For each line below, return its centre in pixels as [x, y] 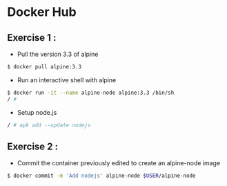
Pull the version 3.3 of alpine [58, 54]
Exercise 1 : [32, 38]
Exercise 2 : [33, 146]
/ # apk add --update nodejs [49, 125]
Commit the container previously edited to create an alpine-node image [119, 163]
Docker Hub [42, 12]
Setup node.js [37, 112]
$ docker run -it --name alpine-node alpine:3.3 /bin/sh [91, 93]
